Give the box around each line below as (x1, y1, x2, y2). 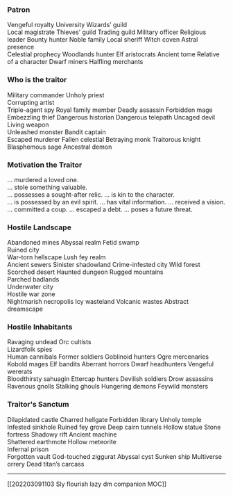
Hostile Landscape (7, 222, 71, 232)
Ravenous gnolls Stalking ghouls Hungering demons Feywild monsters (7, 382, 209, 391)
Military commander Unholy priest (7, 90, 105, 99)
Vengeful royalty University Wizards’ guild (7, 21, 128, 29)
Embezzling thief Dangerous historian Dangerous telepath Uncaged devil (7, 113, 216, 121)
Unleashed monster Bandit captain (7, 127, 106, 136)
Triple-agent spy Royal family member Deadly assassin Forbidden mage (7, 106, 213, 114)
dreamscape (7, 305, 44, 314)
